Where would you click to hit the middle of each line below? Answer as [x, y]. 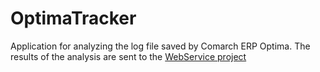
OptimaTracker [73, 18]
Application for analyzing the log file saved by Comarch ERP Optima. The [160, 46]
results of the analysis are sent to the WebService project [128, 56]
